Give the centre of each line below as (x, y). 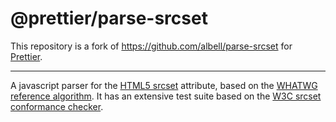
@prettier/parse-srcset (109, 18)
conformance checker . (57, 106)
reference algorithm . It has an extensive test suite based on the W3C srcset (166, 96)
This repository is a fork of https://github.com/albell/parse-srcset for (151, 46)
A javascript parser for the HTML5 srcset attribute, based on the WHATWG (164, 85)
